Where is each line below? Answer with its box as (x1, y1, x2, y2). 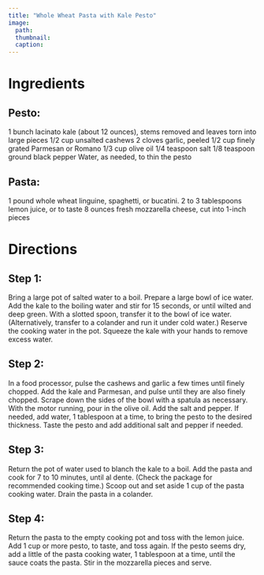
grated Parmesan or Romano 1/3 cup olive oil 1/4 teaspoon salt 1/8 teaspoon (8, 144, 255, 154)
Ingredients (8, 75, 85, 93)
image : (8, 19, 30, 27)
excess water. (8, 334, 54, 344)
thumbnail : (15, 33, 51, 42)
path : (15, 26, 34, 34)
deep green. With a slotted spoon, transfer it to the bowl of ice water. (8, 309, 232, 319)
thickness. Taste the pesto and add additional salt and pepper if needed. (8, 420, 244, 430)
